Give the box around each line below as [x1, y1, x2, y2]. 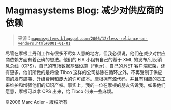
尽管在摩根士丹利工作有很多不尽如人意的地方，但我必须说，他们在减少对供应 [5, 50, 166, 56]
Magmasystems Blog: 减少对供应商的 [5, 5, 164, 16]
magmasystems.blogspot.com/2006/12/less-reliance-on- [31, 36, 148, 41]
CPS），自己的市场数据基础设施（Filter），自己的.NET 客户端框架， [22, 63, 161, 69]
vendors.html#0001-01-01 [17, 41, 71, 46]
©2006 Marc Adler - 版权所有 [5, 99, 68, 105]
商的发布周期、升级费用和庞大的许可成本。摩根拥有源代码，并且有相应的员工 [5, 76, 166, 82]
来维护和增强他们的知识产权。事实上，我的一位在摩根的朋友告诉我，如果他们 [5, 82, 166, 88]
